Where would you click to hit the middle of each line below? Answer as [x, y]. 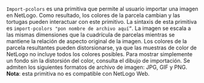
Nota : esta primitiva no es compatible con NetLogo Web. [78, 74]
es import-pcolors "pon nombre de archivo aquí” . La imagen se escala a [99, 28]
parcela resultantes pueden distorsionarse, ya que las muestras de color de [102, 48]
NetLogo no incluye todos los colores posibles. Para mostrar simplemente [100, 54]
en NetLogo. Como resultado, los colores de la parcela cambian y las [93, 15]
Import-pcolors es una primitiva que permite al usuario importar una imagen [102, 9]
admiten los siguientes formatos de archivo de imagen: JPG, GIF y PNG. [97, 67]
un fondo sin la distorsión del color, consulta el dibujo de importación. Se [98, 61]
